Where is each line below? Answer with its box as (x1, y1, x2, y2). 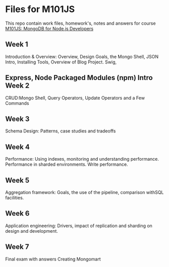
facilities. (5, 195, 24, 201)
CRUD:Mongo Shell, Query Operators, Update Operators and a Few (5, 95, 145, 101)
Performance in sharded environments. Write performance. (5, 161, 128, 167)
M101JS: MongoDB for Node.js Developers (5, 25, 94, 31)
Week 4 (5, 143, 30, 151)
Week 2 (5, 82, 30, 90)
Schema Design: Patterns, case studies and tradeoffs (5, 128, 116, 134)
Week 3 (5, 114, 30, 123)
